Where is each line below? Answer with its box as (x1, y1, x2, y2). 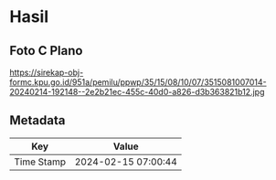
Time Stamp (14, 155, 67, 168)
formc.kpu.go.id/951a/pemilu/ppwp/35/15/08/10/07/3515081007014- (9, 77, 267, 88)
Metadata (9, 112, 66, 129)
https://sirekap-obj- (9, 67, 84, 78)
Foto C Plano (9, 43, 83, 58)
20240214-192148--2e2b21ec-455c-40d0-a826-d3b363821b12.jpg (9, 87, 265, 97)
